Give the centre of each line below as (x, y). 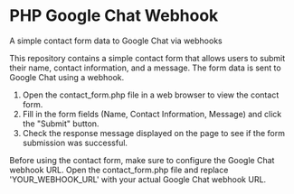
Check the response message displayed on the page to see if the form (153, 133)
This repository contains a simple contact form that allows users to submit (147, 58)
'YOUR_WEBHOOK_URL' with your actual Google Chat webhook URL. (138, 179)
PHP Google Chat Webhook (114, 16)
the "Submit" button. (61, 124)
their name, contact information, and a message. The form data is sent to (146, 68)
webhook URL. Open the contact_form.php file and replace (119, 170)
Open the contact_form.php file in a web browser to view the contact (151, 95)
